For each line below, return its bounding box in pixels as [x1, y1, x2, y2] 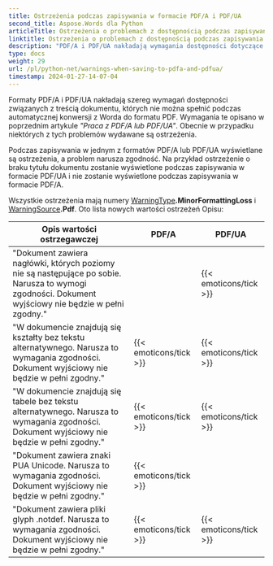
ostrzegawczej [40, 233, 99, 245]
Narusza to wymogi [12, 277, 87, 289]
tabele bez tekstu [12, 395, 79, 407]
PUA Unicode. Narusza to [12, 459, 110, 471]
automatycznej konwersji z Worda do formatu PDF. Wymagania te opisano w [8, 111, 265, 122]
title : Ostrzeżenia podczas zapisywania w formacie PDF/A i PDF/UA [8, 11, 242, 20]
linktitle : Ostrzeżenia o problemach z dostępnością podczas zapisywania [8, 34, 264, 43]
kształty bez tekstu [12, 331, 85, 342]
